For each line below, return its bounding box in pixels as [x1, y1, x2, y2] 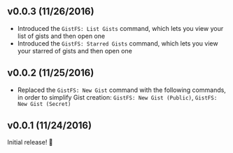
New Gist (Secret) [17, 100, 71, 107]
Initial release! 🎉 [7, 138, 54, 147]
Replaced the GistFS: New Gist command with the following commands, [17, 86, 226, 94]
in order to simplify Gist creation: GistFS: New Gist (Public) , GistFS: [17, 93, 218, 101]
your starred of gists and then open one [17, 46, 133, 55]
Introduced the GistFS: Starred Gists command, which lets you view [17, 39, 218, 48]
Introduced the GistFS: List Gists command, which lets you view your [17, 24, 224, 32]
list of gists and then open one [17, 32, 106, 40]
